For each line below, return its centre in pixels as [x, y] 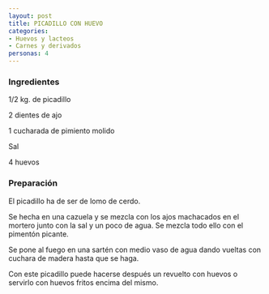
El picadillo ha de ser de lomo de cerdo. [75, 201]
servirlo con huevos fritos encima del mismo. [83, 282]
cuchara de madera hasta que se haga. [74, 258]
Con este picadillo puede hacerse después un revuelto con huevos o [123, 274]
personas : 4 [28, 53]
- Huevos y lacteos [41, 38]
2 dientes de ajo [35, 115]
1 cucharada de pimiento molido [62, 131]
